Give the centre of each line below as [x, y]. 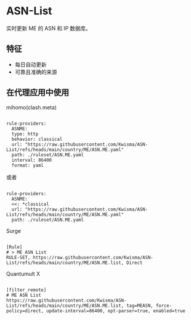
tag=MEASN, [140, 306]
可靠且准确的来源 [36, 72]
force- [164, 306]
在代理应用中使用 [38, 93]
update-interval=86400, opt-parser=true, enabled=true [116, 311]
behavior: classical [37, 139]
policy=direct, [25, 311]
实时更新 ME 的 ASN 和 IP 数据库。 [49, 28]
